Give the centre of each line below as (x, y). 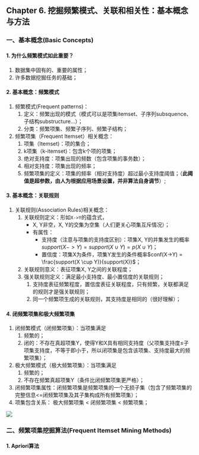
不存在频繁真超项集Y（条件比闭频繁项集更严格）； (84, 380)
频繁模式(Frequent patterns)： (52, 106)
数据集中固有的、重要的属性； (51, 70)
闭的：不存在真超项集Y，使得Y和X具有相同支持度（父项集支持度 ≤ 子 (106, 343)
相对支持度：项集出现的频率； (60, 166)
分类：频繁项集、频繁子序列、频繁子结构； (76, 128)
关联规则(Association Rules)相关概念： (62, 209)
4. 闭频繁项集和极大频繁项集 (41, 313)
